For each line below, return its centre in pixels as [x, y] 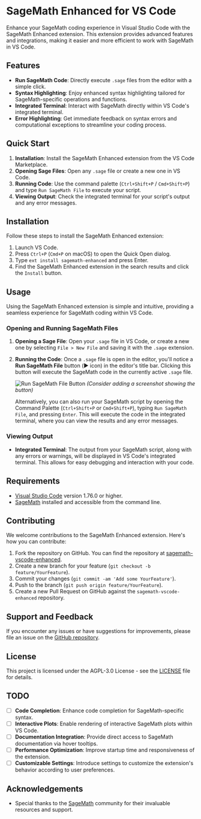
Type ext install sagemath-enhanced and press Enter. [82, 260]
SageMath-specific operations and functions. [71, 99]
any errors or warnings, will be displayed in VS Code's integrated [95, 456]
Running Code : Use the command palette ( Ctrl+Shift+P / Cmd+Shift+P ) [102, 184]
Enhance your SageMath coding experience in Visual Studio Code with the [98, 28]
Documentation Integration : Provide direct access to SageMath [94, 737]
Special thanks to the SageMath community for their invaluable [93, 803]
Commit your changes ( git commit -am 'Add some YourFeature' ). [95, 579]
